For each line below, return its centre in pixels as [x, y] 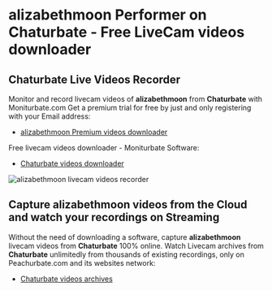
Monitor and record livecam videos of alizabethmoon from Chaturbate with [135, 99]
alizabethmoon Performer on [108, 15]
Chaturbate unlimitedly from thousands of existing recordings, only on [127, 254]
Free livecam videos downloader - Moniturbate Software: [104, 148]
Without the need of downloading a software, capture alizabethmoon [125, 237]
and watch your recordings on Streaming [114, 217]
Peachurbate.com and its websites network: [82, 263]
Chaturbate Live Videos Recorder [95, 79]
